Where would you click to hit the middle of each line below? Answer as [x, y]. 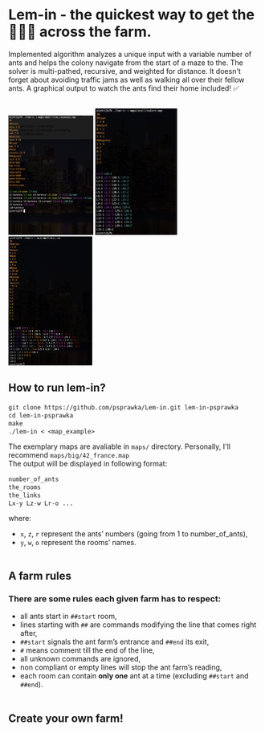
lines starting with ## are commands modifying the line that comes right [138, 625]
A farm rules [40, 576]
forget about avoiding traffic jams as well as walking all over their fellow [126, 79]
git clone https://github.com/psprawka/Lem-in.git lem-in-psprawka [124, 407]
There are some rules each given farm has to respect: [115, 598]
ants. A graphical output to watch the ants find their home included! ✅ [124, 88]
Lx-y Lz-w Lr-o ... [41, 503]
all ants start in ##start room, [68, 617]
